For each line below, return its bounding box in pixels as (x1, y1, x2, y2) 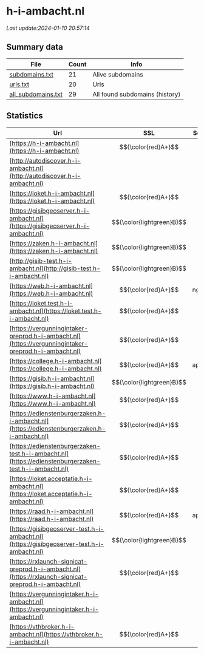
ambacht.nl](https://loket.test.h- (9, 307, 102, 315)
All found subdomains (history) (92, 90, 181, 98)
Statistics (6, 111, 44, 121)
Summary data (6, 42, 64, 52)
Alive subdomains (92, 70, 144, 78)
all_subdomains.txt (9, 90, 63, 98)
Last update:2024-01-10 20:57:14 (6, 24, 90, 32)
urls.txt (9, 80, 29, 89)
